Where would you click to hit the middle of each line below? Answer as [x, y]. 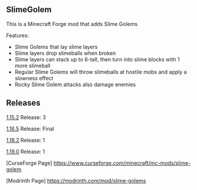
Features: [18, 35]
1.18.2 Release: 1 [26, 140]
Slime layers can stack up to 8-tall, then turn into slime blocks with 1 [97, 59]
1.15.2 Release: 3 [26, 117]
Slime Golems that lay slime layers [56, 47]
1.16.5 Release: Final [30, 129]
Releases [23, 103]
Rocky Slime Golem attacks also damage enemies [75, 84]
